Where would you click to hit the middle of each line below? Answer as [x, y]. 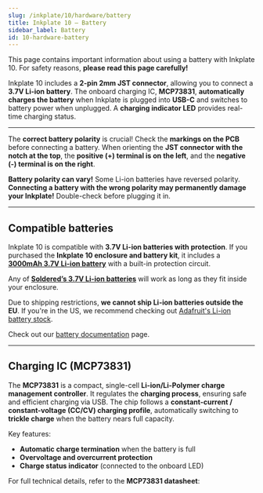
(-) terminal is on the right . [52, 164]
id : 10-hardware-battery [49, 37]
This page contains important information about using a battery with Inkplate [131, 60]
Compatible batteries [61, 228]
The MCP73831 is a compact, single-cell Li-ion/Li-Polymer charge [117, 385]
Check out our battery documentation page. [79, 334]
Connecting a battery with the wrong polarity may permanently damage [127, 188]
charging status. [50, 117]
